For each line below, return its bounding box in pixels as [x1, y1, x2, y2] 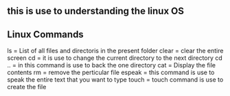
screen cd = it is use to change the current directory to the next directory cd [7, 54, 223, 62]
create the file [7, 83, 47, 91]
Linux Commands [7, 29, 84, 40]
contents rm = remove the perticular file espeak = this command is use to [7, 68, 215, 77]
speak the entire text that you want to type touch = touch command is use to [7, 76, 224, 84]
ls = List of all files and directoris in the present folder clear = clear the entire [7, 47, 224, 55]
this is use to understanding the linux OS [7, 5, 184, 17]
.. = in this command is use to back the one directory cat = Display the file [7, 61, 216, 69]
